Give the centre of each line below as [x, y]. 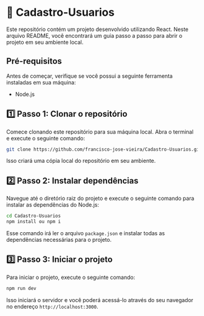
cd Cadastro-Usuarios [34, 216]
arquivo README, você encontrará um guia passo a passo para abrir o [94, 35]
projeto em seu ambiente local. [45, 42]
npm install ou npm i [34, 222]
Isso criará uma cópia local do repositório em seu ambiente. [81, 161]
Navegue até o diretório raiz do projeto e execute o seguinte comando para [100, 198]
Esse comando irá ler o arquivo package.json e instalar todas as [86, 233]
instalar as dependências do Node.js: [53, 205]
